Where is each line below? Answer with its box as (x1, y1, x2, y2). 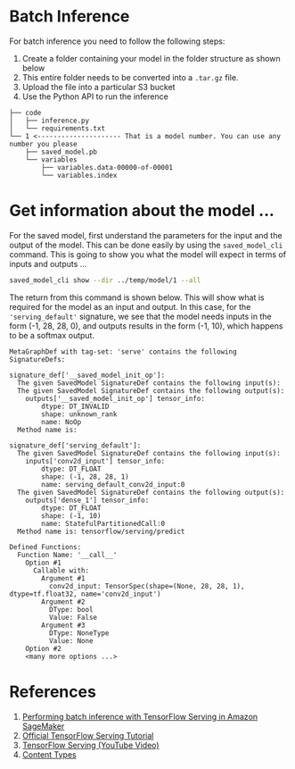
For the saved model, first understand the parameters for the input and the (9, 230, 283, 240)
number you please (9, 139, 78, 148)
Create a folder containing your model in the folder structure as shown (21, 53, 281, 63)
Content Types (21, 748, 78, 760)
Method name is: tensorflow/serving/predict (17, 527, 185, 536)
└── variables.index (41, 171, 118, 180)
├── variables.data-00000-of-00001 (41, 163, 174, 171)
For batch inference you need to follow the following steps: (9, 36, 225, 46)
